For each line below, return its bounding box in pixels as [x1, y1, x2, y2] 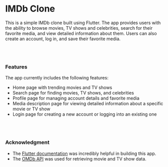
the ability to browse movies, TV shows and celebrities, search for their [5, 25, 153, 31]
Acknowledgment [5, 139, 50, 146]
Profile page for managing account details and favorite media [12, 95, 140, 101]
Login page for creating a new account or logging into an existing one [12, 111, 157, 117]
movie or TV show [12, 106, 51, 112]
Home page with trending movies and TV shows [12, 85, 112, 91]
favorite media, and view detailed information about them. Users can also [5, 30, 157, 36]
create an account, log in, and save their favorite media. [5, 36, 121, 42]
